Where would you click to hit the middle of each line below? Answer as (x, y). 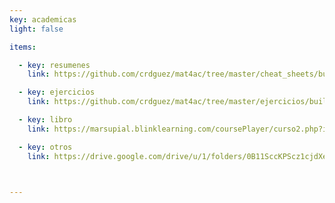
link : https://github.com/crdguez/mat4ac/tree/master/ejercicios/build (179, 102)
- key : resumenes (54, 65)
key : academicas (43, 19)
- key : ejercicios (57, 92)
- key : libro (45, 120)
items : (23, 47)
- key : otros (45, 147)
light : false (36, 29)
